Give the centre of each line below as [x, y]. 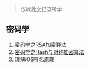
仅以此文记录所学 [41, 9]
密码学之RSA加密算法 [40, 45]
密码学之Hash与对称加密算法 [49, 52]
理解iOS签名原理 [34, 59]
